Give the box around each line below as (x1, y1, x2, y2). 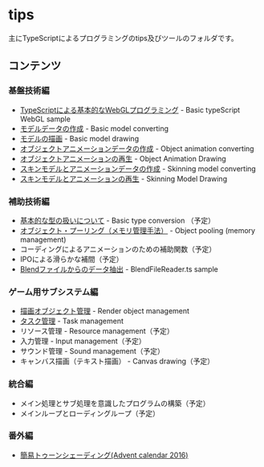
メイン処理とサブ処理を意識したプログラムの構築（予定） (19, 398, 210, 408)
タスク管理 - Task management (19, 316, 124, 326)
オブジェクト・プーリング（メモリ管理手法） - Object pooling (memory (19, 225, 255, 235)
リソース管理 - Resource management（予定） (19, 326, 174, 336)
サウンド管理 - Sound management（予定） (19, 346, 164, 356)
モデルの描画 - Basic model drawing (19, 133, 139, 143)
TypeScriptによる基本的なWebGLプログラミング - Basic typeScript (19, 104, 241, 114)
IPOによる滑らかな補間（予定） (19, 254, 124, 264)
